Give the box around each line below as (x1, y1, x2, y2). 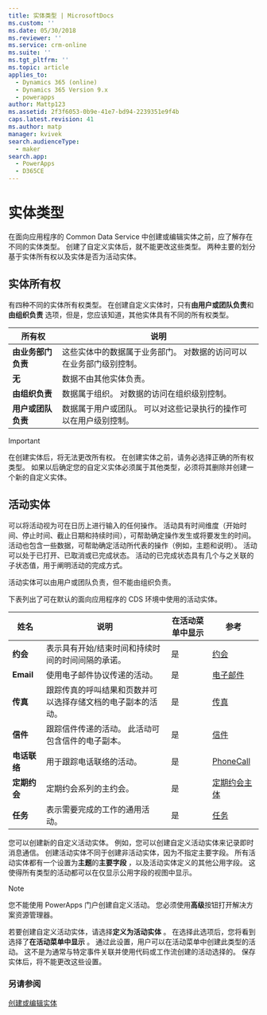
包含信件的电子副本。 (46, 735, 126, 746)
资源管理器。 (14, 910, 57, 919)
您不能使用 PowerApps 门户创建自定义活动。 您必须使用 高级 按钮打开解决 (8, 899, 247, 909)
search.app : (8, 152, 48, 160)
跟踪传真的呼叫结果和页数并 (46, 684, 150, 696)
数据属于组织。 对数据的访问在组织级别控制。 (62, 388, 232, 399)
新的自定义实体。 (14, 472, 72, 482)
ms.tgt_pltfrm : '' (8, 57, 69, 65)
